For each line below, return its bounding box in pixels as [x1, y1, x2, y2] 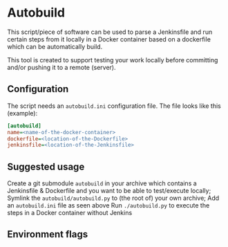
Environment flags [7, 228, 88, 240]
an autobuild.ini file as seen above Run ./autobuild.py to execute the [7, 201, 210, 210]
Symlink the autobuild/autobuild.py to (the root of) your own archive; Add [7, 194, 220, 202]
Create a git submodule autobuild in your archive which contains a [7, 179, 197, 187]
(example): [7, 109, 38, 117]
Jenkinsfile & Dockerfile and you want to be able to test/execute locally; [7, 187, 211, 195]
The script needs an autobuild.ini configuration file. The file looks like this [7, 102, 221, 110]
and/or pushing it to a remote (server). [7, 63, 116, 71]
